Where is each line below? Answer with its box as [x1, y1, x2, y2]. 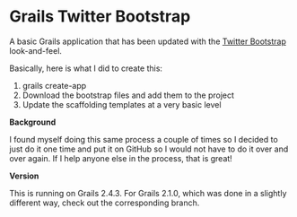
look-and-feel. [9, 45, 63, 56]
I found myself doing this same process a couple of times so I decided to [9, 134, 278, 144]
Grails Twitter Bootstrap [9, 6, 191, 27]
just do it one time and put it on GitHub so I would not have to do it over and [9, 143, 289, 154]
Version [9, 170, 39, 181]
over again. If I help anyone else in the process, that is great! [9, 152, 233, 163]
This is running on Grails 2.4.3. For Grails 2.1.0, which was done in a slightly [9, 187, 287, 198]
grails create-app [22, 80, 87, 91]
